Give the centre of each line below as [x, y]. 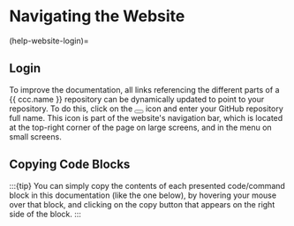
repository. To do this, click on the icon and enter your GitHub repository [147, 109]
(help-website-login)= [49, 41]
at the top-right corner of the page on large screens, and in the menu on [140, 127]
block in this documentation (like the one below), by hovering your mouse [143, 195]
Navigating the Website [97, 16]
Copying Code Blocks [70, 165]
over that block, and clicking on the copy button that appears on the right [142, 204]
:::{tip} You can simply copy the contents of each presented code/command [147, 185]
